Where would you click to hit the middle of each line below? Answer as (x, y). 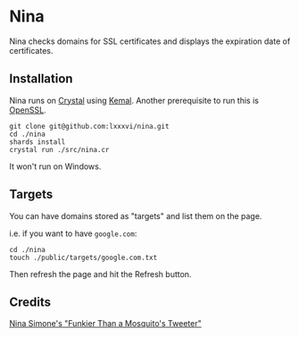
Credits (30, 302)
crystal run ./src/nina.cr (59, 149)
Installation (41, 79)
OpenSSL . (28, 110)
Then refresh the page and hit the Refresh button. (100, 274)
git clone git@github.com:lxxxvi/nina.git (89, 126)
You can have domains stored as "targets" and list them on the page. (136, 215)
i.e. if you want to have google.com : (73, 233)
